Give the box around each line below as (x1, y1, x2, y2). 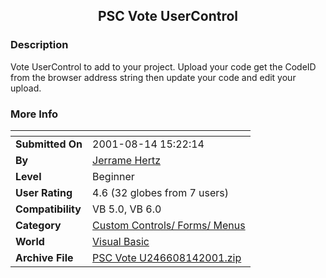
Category (15, 218, 62, 232)
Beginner (92, 169, 135, 183)
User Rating (15, 185, 73, 199)
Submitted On (15, 137, 83, 151)
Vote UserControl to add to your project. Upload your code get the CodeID (10, 60, 317, 73)
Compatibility (15, 202, 82, 216)
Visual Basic (92, 234, 150, 248)
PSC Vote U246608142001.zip (92, 250, 242, 264)
